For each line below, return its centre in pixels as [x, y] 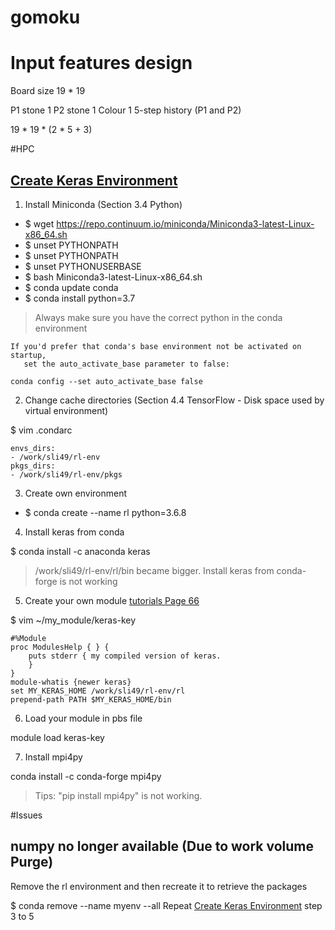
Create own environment [76, 493]
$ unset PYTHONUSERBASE [83, 266]
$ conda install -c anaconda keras [80, 551]
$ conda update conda [71, 287]
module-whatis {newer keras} [71, 682]
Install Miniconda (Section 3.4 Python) [103, 204]
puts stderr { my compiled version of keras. [125, 656]
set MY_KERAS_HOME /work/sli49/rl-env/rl [98, 691]
